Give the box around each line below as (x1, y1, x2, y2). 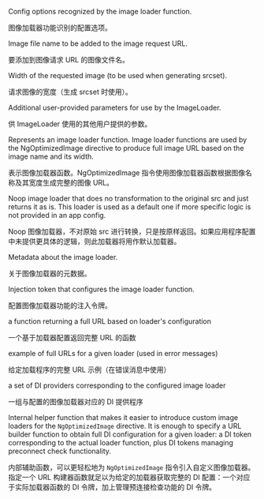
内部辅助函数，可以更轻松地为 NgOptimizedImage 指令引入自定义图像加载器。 (8, 463, 255, 472)
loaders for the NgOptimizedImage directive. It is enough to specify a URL (8, 422, 242, 430)
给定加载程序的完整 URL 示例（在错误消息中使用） (8, 365, 171, 374)
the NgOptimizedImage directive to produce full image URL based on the (8, 144, 244, 152)
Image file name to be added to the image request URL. (8, 39, 188, 48)
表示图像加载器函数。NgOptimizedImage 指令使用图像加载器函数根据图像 (8, 168, 246, 177)
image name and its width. (8, 152, 95, 161)
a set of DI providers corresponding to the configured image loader (8, 381, 226, 390)
